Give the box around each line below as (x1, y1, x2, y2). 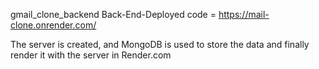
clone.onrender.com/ (10, 19, 97, 31)
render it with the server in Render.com (10, 49, 172, 61)
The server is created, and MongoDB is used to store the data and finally (10, 39, 310, 50)
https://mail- (218, 9, 270, 20)
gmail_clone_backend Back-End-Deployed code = (10, 9, 217, 20)
